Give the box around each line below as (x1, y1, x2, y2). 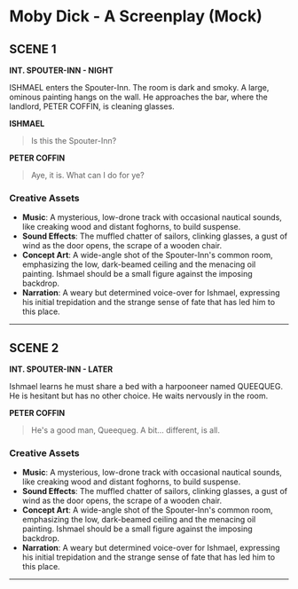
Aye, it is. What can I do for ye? (30, 170, 145, 180)
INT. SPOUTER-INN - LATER (9, 364, 114, 374)
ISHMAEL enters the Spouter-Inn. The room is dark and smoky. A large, (9, 82, 270, 92)
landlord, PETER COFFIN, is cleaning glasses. (9, 101, 175, 112)
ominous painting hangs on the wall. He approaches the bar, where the (9, 91, 268, 102)
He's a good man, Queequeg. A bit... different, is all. (30, 425, 220, 436)
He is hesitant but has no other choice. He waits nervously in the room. (9, 390, 269, 401)
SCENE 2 (9, 340, 59, 356)
